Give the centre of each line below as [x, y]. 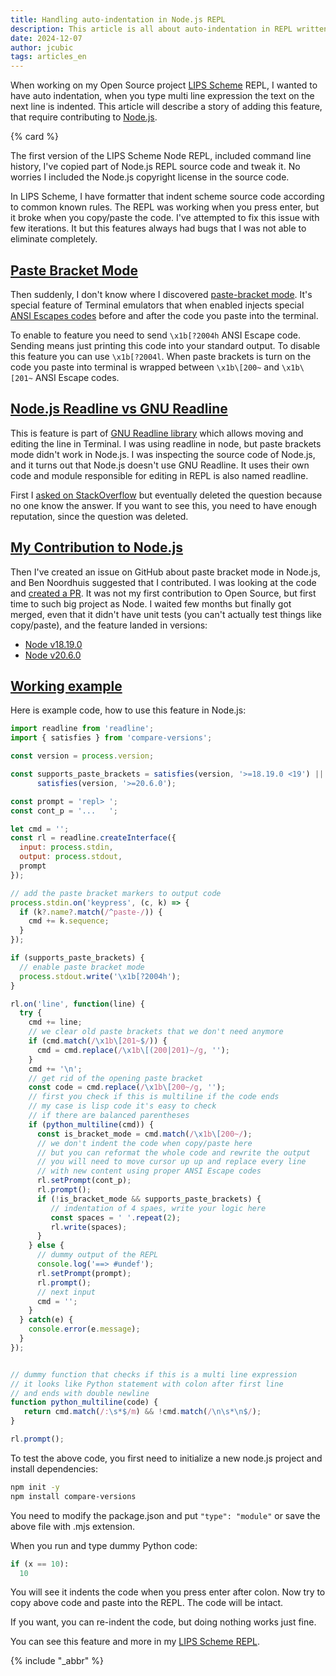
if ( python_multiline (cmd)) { [91, 1124]
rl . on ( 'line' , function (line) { [77, 1004]
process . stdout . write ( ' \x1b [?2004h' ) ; [100, 976]
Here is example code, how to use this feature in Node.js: [128, 710]
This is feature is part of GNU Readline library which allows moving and [157, 433]
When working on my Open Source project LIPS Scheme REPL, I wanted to [164, 85]
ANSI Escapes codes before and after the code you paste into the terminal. [164, 315]
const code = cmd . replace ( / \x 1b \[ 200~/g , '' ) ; [127, 1087]
